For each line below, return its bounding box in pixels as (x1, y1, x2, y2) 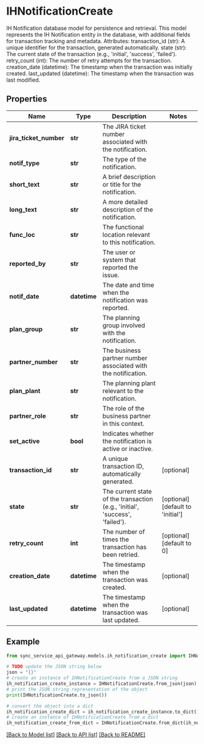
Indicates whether (102, 429, 154, 438)
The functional (102, 222, 144, 231)
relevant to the (102, 386, 144, 395)
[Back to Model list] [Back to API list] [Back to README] (6, 731, 146, 739)
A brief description (102, 172, 156, 181)
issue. (102, 271, 120, 279)
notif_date (9, 292, 39, 300)
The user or (102, 248, 136, 257)
